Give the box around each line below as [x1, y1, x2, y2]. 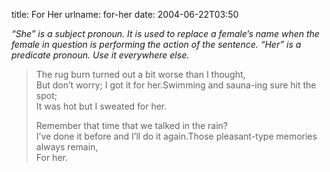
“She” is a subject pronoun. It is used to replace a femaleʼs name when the [11, 28, 320, 39]
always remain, [35, 141, 99, 153]
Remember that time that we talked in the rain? [35, 120, 228, 131]
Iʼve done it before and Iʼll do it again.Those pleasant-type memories [35, 130, 318, 142]
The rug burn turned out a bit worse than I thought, [35, 69, 246, 80]
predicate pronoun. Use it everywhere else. [11, 49, 190, 61]
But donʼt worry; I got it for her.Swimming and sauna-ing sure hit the [35, 79, 317, 91]
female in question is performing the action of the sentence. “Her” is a [11, 39, 302, 50]
